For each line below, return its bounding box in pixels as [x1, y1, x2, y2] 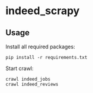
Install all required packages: [5, 43, 75, 50]
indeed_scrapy [5, 4, 80, 18]
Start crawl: [5, 65, 34, 72]
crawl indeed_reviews [5, 81, 59, 87]
